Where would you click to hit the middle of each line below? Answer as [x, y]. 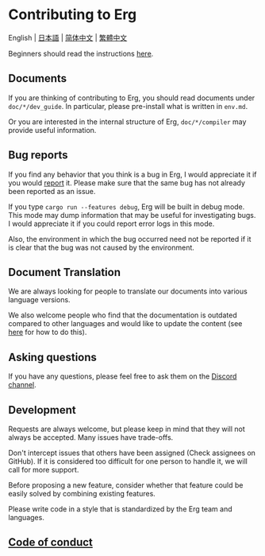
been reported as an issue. [52, 191]
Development [42, 410]
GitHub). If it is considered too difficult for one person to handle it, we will [128, 461]
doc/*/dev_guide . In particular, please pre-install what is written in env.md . [128, 106]
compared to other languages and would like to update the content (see [125, 324]
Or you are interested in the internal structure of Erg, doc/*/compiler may [127, 122]
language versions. [39, 300]
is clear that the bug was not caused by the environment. [101, 247]
